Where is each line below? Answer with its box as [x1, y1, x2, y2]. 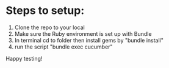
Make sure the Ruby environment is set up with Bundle [14, 30, 152, 37]
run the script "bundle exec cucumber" [14, 43, 113, 50]
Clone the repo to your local [14, 24, 85, 31]
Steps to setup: [5, 4, 85, 18]
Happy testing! [5, 55, 43, 62]
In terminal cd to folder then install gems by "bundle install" [14, 36, 164, 44]
